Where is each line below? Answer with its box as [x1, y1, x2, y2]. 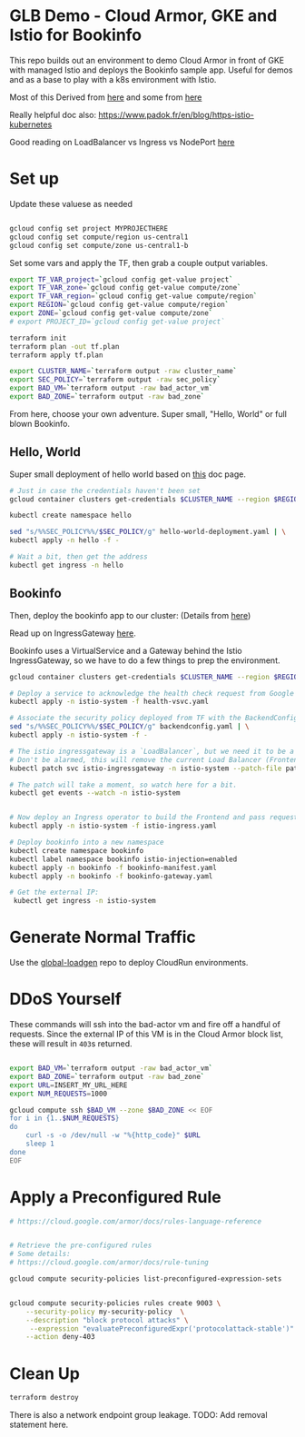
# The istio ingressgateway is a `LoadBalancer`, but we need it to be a [9, 747, 295, 756]
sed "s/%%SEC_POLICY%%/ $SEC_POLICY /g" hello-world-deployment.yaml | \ [9, 528, 286, 537]
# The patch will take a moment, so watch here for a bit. [9, 780, 238, 789]
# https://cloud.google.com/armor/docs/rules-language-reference [9, 1216, 261, 1226]
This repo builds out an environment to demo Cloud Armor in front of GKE [9, 55, 285, 65]
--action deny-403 [25, 1333, 95, 1342]
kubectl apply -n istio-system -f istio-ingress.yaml [9, 821, 218, 831]
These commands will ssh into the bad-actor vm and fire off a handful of [9, 1019, 281, 1029]
